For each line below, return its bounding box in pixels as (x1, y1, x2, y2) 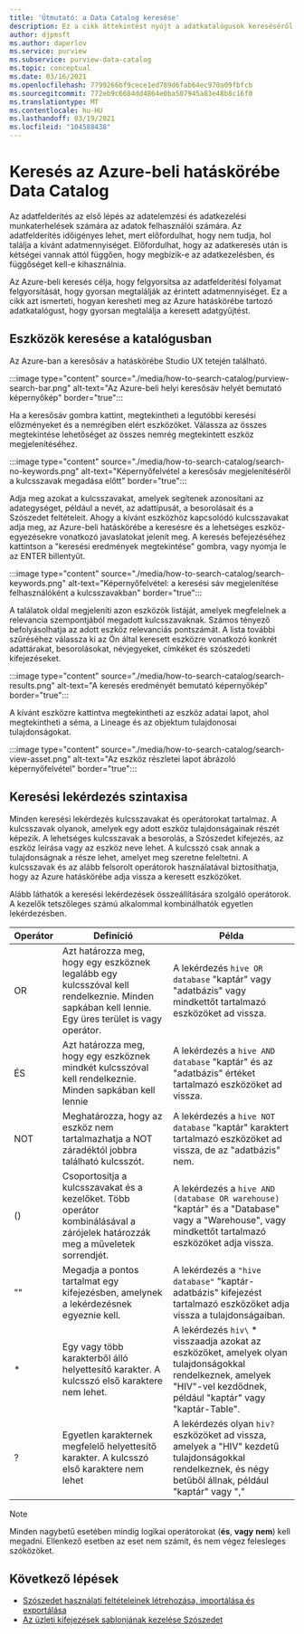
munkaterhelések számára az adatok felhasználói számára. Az (9, 220, 242, 231)
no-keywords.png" (9, 465, 80, 476)
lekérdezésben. (9, 907, 67, 918)
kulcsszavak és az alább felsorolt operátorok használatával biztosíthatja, (9, 861, 279, 872)
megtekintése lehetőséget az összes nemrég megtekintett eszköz (9, 429, 255, 440)
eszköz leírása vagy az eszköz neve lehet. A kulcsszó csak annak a (9, 842, 261, 853)
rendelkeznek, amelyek (173, 1368, 271, 1381)
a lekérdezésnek (62, 1297, 133, 1310)
